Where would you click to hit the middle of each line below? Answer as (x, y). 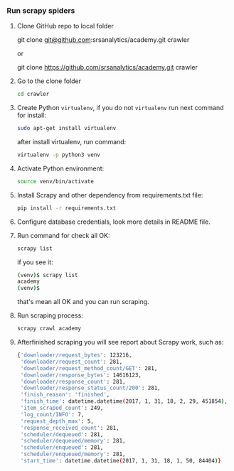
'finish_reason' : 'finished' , (65, 395)
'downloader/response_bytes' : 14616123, (81, 375)
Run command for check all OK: (64, 235)
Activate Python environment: (60, 168)
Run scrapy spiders (41, 11)
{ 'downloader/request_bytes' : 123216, (74, 355)
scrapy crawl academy (49, 329)
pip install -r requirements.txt (67, 208)
